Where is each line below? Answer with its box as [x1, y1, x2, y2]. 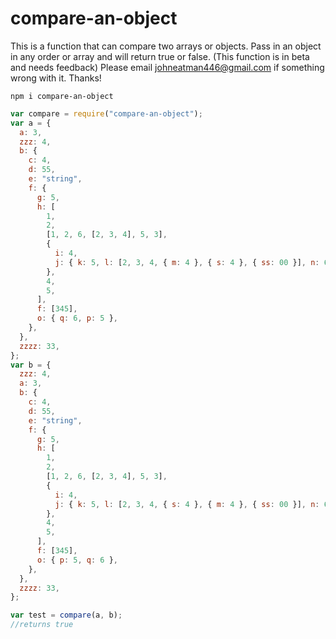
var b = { [10, 360, 52, 370]
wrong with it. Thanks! [10, 72, 102, 84]
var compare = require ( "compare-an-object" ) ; [10, 108, 203, 119]
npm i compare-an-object [10, 91, 114, 101]
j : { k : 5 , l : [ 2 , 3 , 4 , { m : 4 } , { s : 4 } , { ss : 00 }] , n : [54, 257, 320, 267]
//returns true [10, 620, 74, 630]
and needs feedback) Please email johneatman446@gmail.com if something [10, 61, 325, 73]
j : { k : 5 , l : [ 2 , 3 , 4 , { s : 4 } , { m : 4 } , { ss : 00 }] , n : [54, 499, 320, 509]
